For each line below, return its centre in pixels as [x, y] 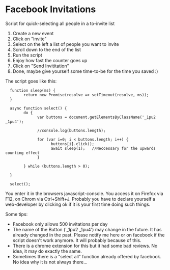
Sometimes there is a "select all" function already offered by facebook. [87, 256]
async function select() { [38, 108]
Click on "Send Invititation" [41, 66]
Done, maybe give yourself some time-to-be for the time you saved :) [85, 71]
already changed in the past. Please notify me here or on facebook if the [89, 235]
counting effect [22, 153]
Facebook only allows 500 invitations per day [60, 224]
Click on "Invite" [30, 39]
